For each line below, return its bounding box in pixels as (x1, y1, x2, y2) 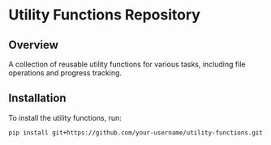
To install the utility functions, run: (8, 113, 122, 122)
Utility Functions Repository (8, 6, 201, 24)
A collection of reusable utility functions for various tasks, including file (8, 59, 246, 69)
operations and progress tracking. (8, 68, 123, 78)
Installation (8, 92, 67, 105)
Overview (8, 38, 59, 52)
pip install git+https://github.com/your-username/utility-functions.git (8, 128, 264, 137)
